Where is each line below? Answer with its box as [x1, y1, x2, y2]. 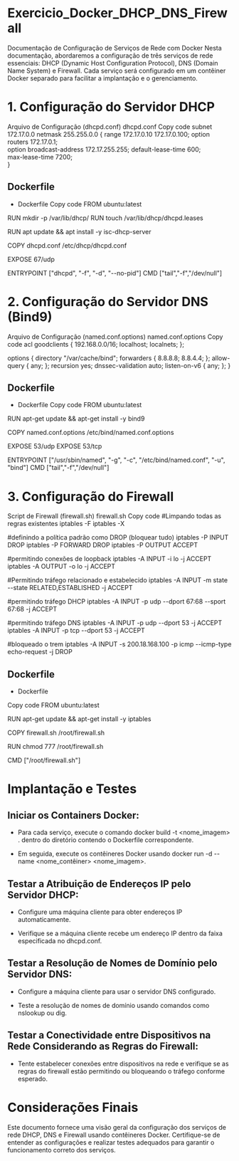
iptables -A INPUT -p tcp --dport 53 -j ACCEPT [7, 626, 146, 635]
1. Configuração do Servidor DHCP [7, 99, 216, 115]
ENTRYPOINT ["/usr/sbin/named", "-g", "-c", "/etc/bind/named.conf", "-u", [7, 456, 225, 464]
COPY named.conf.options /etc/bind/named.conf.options [7, 429, 174, 437]
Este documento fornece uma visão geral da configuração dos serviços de [7, 1123, 226, 1131]
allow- [211, 354, 230, 362]
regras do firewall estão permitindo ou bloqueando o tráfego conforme [17, 1066, 225, 1076]
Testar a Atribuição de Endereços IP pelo [7, 878, 191, 890]
